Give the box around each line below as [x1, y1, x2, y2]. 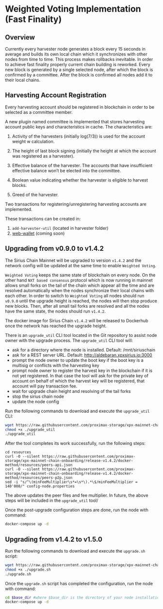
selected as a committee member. [5, 109, 73, 115]
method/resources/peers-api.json [5, 462, 73, 468]
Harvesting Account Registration [5, 91, 107, 99]
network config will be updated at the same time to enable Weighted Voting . [5, 262, 157, 268]
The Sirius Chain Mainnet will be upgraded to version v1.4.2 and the [5, 257, 142, 263]
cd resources [5, 450, 32, 455]
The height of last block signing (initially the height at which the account [12, 148, 156, 154]
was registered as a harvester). [12, 153, 75, 159]
